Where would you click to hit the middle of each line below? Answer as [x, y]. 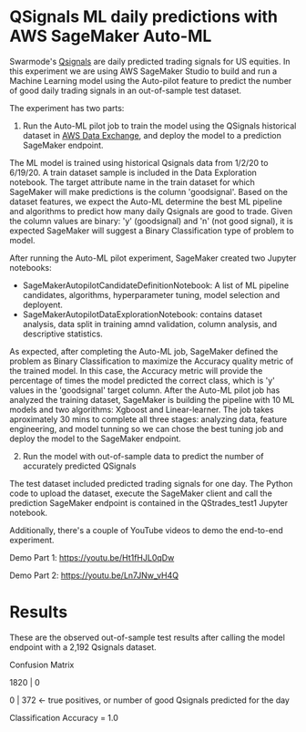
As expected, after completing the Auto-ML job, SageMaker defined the [144, 351]
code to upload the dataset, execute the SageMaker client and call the [141, 493]
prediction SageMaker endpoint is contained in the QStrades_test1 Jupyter [149, 502]
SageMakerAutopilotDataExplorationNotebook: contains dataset [142, 314]
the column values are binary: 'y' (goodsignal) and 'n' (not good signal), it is [151, 221]
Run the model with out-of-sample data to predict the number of [143, 456]
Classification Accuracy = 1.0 [64, 717]
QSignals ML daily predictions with [144, 17]
